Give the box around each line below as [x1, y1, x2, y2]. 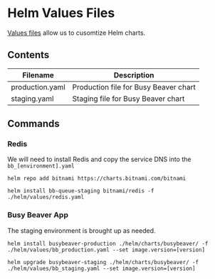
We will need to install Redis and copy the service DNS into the [7, 155, 192, 164]
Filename [22, 70, 55, 80]
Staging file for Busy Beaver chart [72, 94, 185, 104]
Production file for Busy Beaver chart [72, 82, 196, 92]
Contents [7, 49, 50, 61]
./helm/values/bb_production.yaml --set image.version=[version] [7, 246, 205, 253]
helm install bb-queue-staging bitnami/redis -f [7, 187, 154, 195]
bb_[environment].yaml [7, 163, 75, 170]
